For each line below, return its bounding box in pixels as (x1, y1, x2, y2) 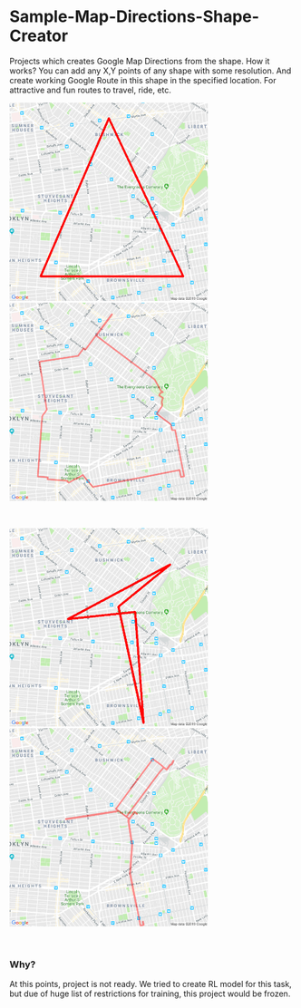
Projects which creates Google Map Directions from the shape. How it (9, 55, 270, 66)
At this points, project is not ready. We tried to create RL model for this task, (9, 979, 292, 990)
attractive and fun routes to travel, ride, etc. (9, 84, 172, 95)
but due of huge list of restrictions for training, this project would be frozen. (9, 988, 291, 999)
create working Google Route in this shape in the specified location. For (9, 74, 277, 85)
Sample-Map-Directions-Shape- (9, 6, 260, 27)
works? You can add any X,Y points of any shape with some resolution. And (9, 65, 292, 76)
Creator (9, 25, 69, 46)
